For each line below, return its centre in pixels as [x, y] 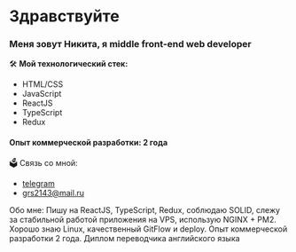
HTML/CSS [43, 84]
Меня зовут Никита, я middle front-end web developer [131, 44]
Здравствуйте [64, 16]
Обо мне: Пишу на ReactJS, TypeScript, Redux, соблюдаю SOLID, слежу [145, 209]
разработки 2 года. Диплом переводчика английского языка [125, 238]
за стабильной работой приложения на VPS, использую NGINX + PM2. [143, 219]
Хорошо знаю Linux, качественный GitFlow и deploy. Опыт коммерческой [148, 229]
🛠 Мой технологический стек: [69, 64]
